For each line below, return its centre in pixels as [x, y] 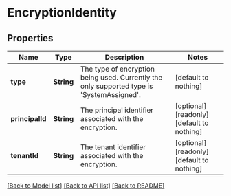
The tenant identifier [113, 147]
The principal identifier [117, 110]
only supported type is [117, 86]
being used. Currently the [121, 77]
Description [124, 57]
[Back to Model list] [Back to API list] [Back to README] [86, 186]
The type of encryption [117, 69]
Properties [30, 38]
